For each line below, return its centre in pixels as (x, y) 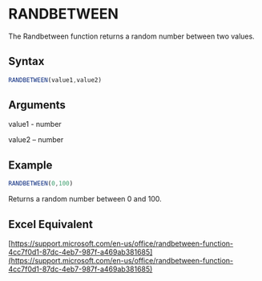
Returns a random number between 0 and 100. (85, 199)
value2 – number (36, 140)
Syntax (26, 61)
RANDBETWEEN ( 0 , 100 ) (41, 184)
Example (30, 165)
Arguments (37, 105)
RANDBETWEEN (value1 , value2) (55, 80)
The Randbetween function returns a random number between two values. (131, 36)
